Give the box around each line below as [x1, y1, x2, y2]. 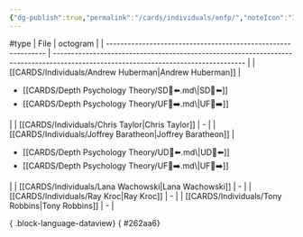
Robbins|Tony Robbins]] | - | [9, 200, 115, 211]
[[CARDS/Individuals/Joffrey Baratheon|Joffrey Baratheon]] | [9, 128, 234, 140]
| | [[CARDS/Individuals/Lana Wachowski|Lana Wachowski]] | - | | [9, 181, 252, 192]
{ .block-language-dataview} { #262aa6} [9, 217, 161, 228]
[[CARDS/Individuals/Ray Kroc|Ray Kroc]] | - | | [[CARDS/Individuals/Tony [9, 190, 282, 201]
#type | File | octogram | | [9, 38, 104, 49]
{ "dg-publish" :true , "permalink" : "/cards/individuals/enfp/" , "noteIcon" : [9, 13, 289, 23]
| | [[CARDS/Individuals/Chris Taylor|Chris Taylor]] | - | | [9, 119, 216, 130]
